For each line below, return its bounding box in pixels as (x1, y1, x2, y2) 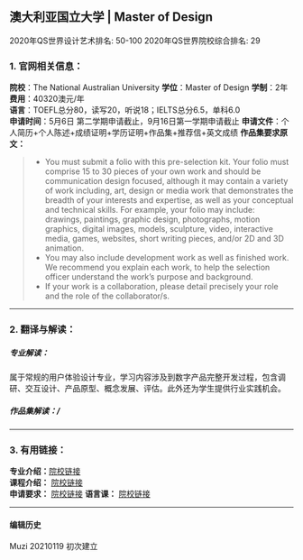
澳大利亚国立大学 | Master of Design (9, 9, 214, 25)
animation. (44, 243, 84, 253)
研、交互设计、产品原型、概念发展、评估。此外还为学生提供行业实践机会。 (9, 383, 286, 393)
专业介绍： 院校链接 (9, 466, 81, 477)
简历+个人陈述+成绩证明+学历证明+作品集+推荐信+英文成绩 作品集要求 (16, 127, 280, 138)
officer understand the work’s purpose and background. (44, 271, 253, 282)
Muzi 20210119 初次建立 (9, 541, 98, 552)
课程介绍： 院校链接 (9, 477, 83, 488)
